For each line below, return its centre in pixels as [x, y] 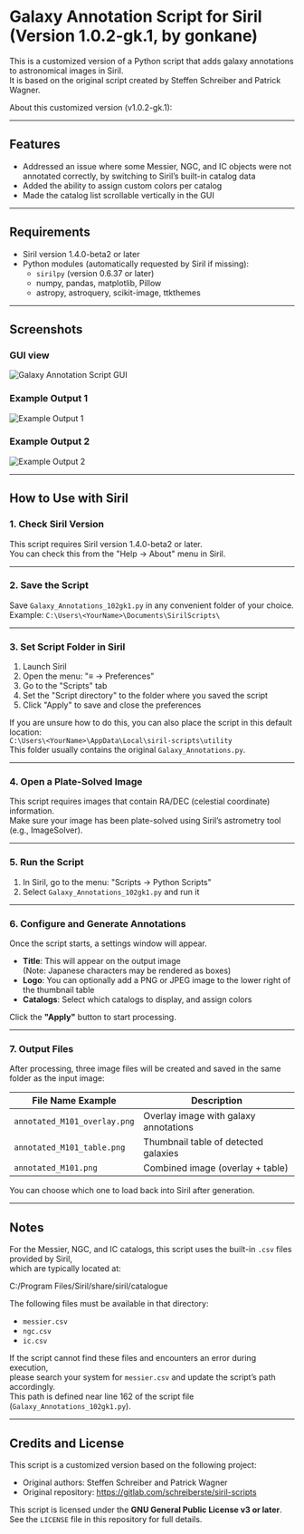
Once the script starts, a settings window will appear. [108, 943]
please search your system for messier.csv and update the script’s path [142, 1377]
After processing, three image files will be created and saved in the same [145, 1069]
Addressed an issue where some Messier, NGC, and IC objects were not [157, 166]
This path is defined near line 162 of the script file [102, 1396]
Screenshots [46, 329]
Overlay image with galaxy [199, 1116]
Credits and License [67, 1443]
